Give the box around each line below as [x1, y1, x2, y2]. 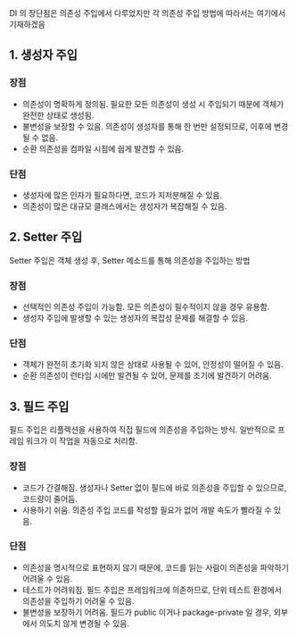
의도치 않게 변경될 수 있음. [38, 617, 129, 628]
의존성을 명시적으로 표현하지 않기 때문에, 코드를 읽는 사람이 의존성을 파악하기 [21, 562, 290, 573]
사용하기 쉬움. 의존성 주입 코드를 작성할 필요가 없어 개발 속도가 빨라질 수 [21, 504, 272, 515]
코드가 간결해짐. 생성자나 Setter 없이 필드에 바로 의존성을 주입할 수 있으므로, [21, 482, 287, 493]
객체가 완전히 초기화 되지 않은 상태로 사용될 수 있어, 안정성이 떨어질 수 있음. [21, 359, 284, 370]
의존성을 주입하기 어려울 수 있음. [21, 595, 135, 606]
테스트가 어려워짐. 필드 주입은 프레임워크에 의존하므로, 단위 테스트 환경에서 [21, 584, 283, 595]
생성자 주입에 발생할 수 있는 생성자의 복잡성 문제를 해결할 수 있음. [21, 313, 248, 323]
